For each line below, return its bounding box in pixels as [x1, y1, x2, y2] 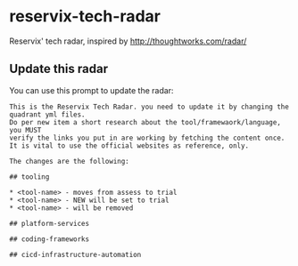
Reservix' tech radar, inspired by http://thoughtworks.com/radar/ [9, 36, 247, 46]
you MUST [9, 125, 42, 134]
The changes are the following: [9, 157, 129, 165]
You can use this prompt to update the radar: [9, 85, 174, 95]
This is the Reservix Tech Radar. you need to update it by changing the [9, 102, 290, 111]
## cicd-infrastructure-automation [9, 250, 142, 259]
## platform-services [9, 219, 90, 228]
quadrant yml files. [9, 109, 87, 119]
